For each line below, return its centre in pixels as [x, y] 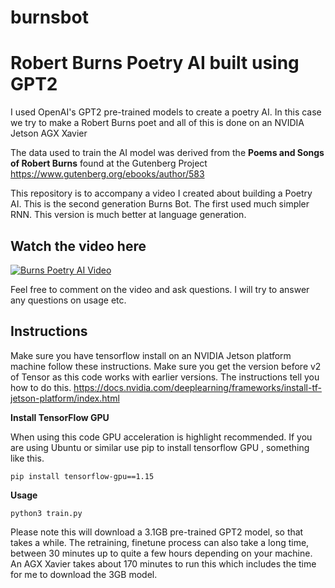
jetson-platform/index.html [65, 398]
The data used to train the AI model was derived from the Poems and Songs [167, 153]
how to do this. [41, 387]
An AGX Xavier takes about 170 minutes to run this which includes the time [163, 563]
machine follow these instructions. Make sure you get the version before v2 [166, 366]
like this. [27, 458]
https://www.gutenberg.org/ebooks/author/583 [107, 174]
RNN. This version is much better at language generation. [128, 215]
